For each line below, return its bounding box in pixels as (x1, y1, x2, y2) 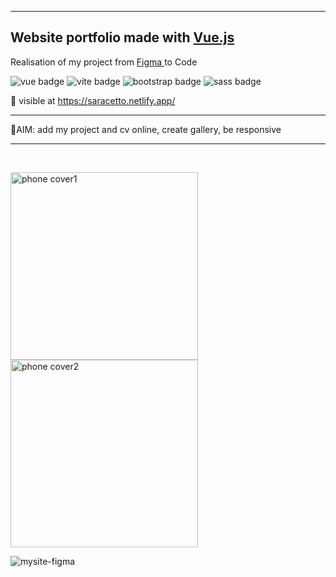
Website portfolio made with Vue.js (10, 29, 235, 46)
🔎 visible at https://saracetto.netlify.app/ (10, 94, 176, 106)
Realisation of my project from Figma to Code (10, 56, 198, 68)
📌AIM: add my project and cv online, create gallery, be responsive (10, 123, 282, 135)
